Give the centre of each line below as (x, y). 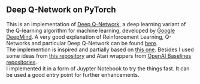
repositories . (22, 62)
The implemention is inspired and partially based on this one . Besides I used (100, 49)
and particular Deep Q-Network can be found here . (95, 43)
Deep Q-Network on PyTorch (61, 10)
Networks (18, 43)
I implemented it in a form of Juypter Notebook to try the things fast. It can (98, 69)
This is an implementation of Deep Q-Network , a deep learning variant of (96, 24)
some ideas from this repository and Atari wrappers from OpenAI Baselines (99, 55)
